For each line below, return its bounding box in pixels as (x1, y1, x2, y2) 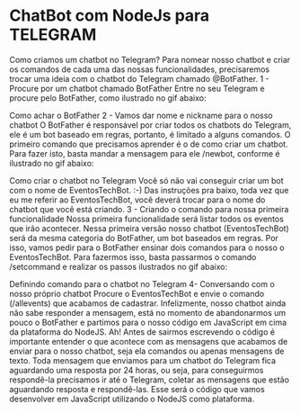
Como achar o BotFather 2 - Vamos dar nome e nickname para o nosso (9, 110, 273, 121)
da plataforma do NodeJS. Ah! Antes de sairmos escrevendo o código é (9, 326, 276, 337)
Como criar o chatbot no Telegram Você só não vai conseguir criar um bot (9, 175, 284, 185)
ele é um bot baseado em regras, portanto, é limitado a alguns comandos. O (9, 129, 291, 139)
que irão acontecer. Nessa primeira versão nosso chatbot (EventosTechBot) (9, 222, 289, 234)
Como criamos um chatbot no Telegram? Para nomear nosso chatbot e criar (9, 54, 291, 65)
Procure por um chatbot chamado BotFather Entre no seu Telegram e (9, 83, 265, 94)
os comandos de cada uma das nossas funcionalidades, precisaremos (9, 64, 270, 75)
